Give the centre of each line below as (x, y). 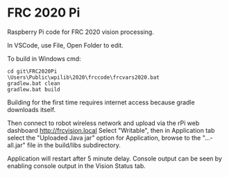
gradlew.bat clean (34, 83)
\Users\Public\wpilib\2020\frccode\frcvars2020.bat (83, 77)
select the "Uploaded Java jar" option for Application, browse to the (104, 138)
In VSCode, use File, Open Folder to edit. (65, 45)
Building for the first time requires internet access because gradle (101, 102)
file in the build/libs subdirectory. (74, 145)
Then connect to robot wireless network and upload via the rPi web (103, 123)
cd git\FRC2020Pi (32, 71)
